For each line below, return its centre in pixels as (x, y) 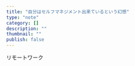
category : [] (23, 23)
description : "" (27, 28)
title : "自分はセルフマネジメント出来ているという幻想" (68, 12)
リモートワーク (25, 57)
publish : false (25, 40)
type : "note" (23, 17)
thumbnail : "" (24, 34)
